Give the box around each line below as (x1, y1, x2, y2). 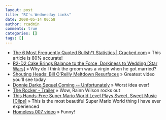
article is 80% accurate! (12, 55, 63, 61)
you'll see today (12, 76, 46, 83)
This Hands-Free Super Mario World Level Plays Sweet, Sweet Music (12, 92, 157, 99)
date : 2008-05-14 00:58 (5, 17, 56, 22)
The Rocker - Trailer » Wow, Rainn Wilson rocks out (12, 87, 120, 93)
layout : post (5, 7, 33, 13)
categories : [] (5, 31, 38, 36)
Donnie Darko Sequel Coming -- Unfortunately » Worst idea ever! (12, 82, 149, 88)
